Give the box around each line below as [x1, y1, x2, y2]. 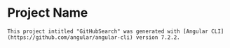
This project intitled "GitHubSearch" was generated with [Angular [7, 28, 209, 35]
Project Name [7, 5, 88, 21]
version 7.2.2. [135, 33, 180, 41]
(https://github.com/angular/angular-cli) [7, 33, 133, 41]
